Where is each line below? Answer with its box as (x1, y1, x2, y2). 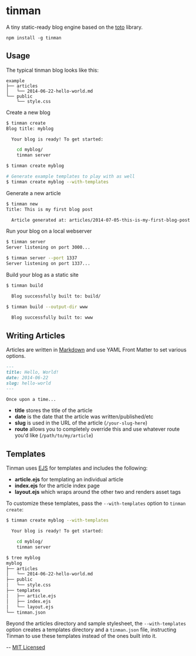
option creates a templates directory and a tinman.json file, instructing (6, 626, 177, 633)
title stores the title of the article (14, 407, 93, 414)
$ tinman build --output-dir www (6, 304, 88, 310)
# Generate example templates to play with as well (6, 173, 135, 179)
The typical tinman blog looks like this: (6, 66, 99, 73)
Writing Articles (6, 330, 66, 340)
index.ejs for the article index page (14, 482, 100, 489)
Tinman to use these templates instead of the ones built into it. (6, 632, 157, 640)
